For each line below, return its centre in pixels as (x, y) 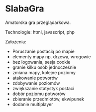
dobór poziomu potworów (39, 94)
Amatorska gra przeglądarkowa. (38, 22)
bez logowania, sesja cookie (41, 62)
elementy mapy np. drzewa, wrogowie (51, 56)
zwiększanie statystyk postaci (43, 88)
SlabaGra (25, 9)
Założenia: (16, 42)
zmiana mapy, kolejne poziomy (44, 72)
